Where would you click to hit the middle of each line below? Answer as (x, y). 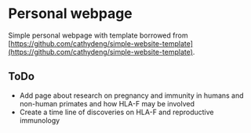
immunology (40, 120)
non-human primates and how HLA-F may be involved (107, 103)
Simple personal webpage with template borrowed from (98, 35)
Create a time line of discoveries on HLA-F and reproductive (116, 112)
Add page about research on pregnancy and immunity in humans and (132, 95)
